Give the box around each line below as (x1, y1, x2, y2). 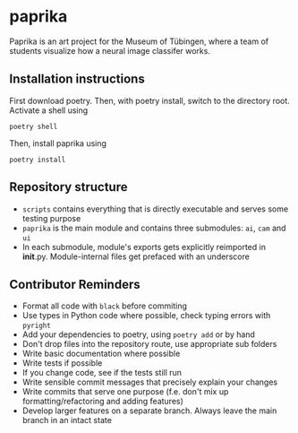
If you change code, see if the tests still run (21, 368, 182, 378)
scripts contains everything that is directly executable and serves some (21, 204, 289, 214)
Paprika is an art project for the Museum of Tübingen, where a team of (9, 36, 269, 47)
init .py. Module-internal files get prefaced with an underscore (21, 251, 251, 262)
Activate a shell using (9, 105, 89, 116)
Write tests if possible (21, 358, 103, 368)
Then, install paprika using (9, 137, 107, 149)
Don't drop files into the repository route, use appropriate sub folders (21, 339, 277, 350)
